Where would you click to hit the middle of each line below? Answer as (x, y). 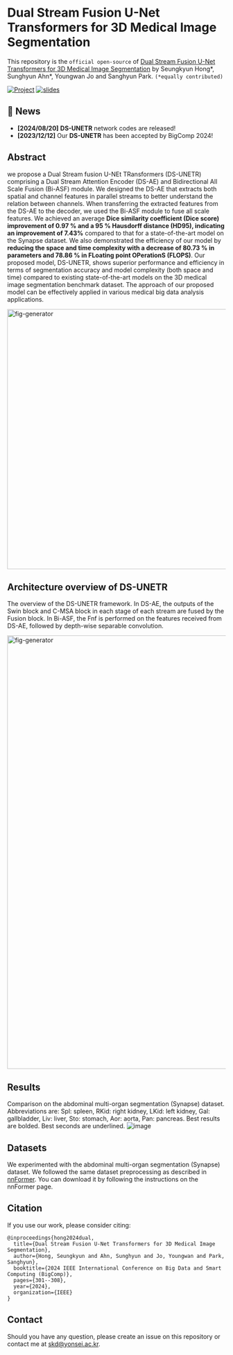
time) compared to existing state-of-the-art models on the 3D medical (107, 277)
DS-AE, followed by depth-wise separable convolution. (86, 626)
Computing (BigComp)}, (40, 1274)
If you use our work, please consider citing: (69, 1225)
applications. (25, 299)
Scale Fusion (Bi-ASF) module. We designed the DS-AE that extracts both (112, 189)
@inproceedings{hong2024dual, (51, 1238)
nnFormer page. (30, 1186)
